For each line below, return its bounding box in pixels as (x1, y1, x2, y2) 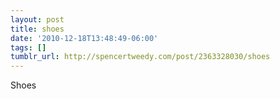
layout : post (10, 14, 65, 25)
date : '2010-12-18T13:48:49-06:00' (10, 33, 159, 43)
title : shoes (10, 24, 65, 34)
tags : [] (10, 42, 47, 53)
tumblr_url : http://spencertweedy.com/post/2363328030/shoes (10, 52, 271, 62)
